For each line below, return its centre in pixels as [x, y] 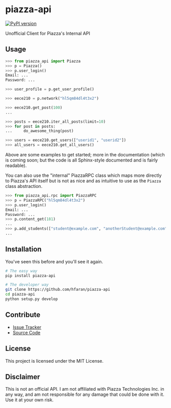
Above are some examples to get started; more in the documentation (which [85, 155]
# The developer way [27, 285]
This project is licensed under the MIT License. [54, 361]
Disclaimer [23, 377]
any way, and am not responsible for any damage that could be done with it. [85, 395]
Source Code [26, 333]
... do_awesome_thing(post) [39, 131]
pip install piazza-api [31, 276]
